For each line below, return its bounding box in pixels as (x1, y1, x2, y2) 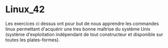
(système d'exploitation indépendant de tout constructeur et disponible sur (5, 31, 163, 37)
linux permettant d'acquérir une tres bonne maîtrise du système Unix (5, 26, 151, 32)
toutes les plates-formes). (5, 37, 60, 43)
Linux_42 (5, 4, 45, 15)
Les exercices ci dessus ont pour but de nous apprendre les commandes (5, 20, 159, 27)
